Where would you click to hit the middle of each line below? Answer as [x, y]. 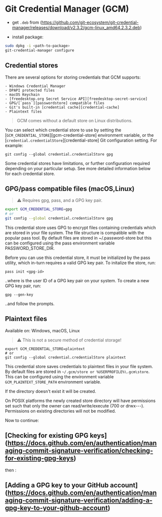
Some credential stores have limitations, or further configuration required [78, 163]
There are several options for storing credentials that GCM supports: [73, 77]
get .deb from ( [27, 22]
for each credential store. [30, 174]
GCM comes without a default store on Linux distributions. [74, 120]
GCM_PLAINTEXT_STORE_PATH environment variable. [53, 382]
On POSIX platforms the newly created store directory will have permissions [80, 401]
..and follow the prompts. [30, 304]
